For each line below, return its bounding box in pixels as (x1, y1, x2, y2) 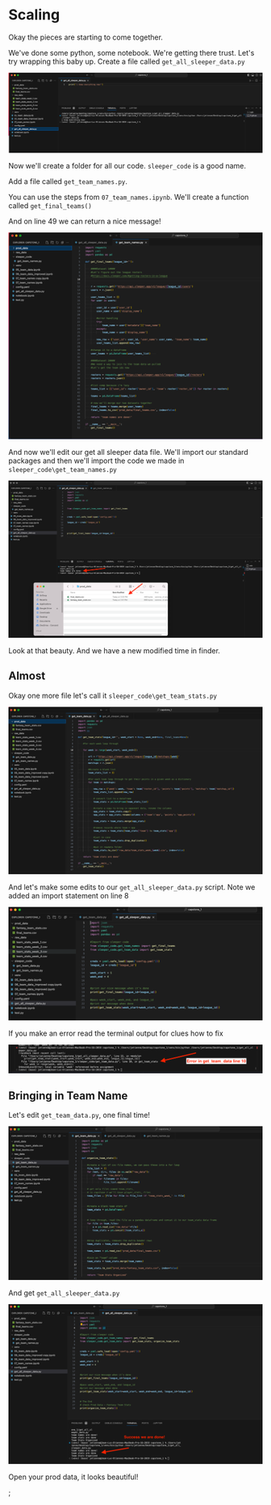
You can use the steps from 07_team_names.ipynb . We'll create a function (8, 192, 249, 202)
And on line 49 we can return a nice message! (8, 216, 161, 226)
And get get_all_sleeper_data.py (8, 1288, 120, 1298)
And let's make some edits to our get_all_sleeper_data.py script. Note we (8, 882, 256, 892)
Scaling (8, 6, 60, 24)
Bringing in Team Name (8, 1089, 128, 1103)
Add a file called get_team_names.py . (8, 176, 127, 186)
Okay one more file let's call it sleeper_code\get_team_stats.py (8, 690, 218, 700)
